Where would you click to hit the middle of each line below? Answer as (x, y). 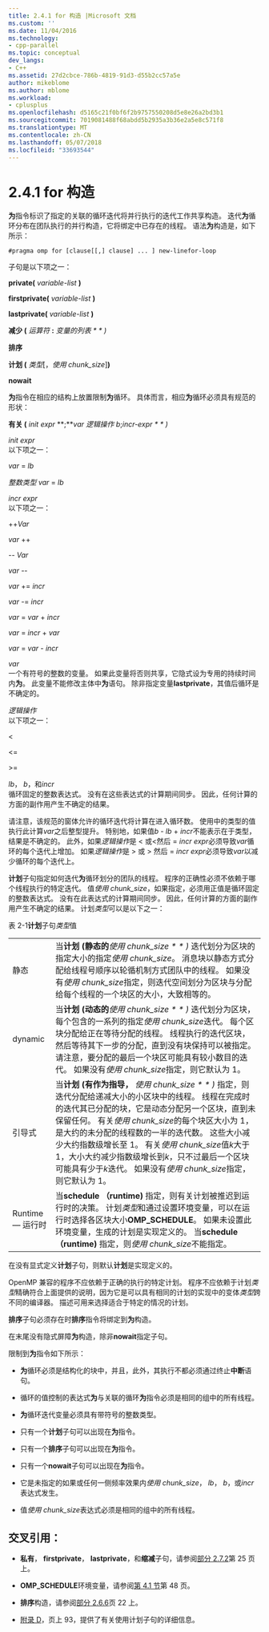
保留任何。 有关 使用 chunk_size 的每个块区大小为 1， (155, 1121)
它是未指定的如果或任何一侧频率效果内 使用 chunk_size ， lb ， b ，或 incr (137, 1483)
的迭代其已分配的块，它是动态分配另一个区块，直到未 (156, 1109)
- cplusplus (28, 105)
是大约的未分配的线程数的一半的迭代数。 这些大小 (149, 1133)
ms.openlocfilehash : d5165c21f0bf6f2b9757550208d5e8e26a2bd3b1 (116, 113)
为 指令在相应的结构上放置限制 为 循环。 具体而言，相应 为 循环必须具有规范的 (132, 397)
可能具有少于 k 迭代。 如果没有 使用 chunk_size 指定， (153, 1169)
